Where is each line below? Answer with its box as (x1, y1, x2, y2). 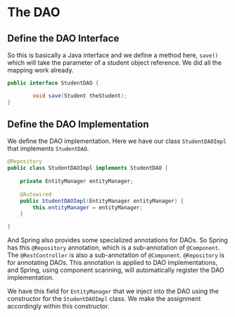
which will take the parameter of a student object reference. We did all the (7, 58, 222, 67)
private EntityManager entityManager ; (20, 178, 134, 185)
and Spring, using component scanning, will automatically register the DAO (7, 266, 224, 275)
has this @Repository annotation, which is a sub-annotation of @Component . (7, 244, 220, 252)
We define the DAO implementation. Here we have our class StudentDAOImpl (7, 137, 227, 145)
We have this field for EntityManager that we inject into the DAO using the (7, 287, 220, 296)
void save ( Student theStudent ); (32, 92, 128, 99)
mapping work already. (7, 66, 74, 74)
